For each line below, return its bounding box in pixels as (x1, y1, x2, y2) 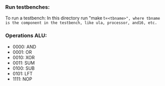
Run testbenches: (5, 4, 50, 11)
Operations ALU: (5, 32, 47, 39)
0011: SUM (12, 60, 35, 66)
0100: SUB (12, 65, 35, 71)
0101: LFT (12, 70, 33, 76)
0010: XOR (12, 54, 35, 60)
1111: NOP (12, 76, 32, 82)
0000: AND (12, 44, 36, 50)
